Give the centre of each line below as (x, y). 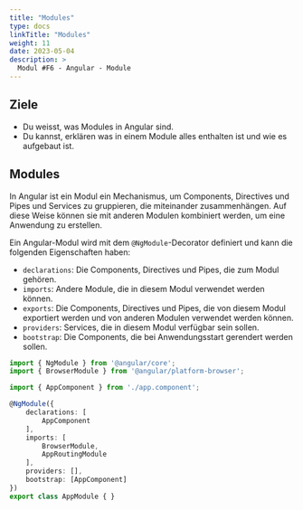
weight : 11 (30, 43)
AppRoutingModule (74, 454)
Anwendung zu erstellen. (56, 225)
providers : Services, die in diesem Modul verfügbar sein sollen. (141, 327)
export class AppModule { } (62, 496)
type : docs (30, 26)
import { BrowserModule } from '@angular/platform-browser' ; (127, 372)
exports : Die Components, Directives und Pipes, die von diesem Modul (154, 307)
